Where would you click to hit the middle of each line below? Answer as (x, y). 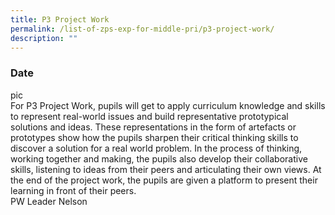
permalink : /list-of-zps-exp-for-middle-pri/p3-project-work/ (142, 29)
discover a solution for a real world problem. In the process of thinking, (156, 148)
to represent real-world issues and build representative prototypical (149, 116)
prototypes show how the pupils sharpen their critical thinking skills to (154, 137)
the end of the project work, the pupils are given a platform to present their (164, 180)
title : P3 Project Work (60, 19)
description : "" (44, 38)
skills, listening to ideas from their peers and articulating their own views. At (166, 169)
